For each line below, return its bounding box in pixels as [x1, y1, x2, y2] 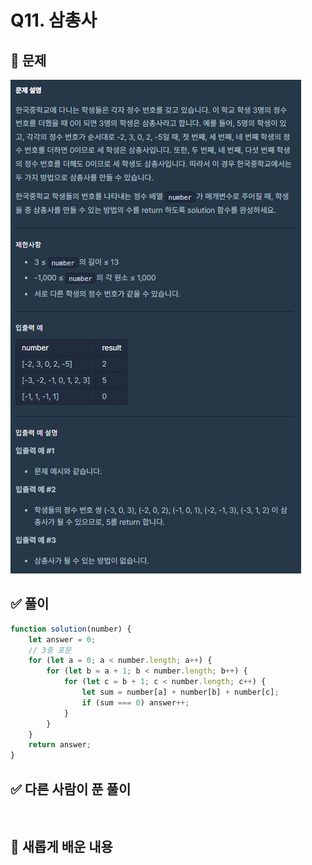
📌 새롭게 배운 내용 [10, 839, 113, 856]
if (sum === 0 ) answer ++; [81, 697, 190, 708]
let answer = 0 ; [28, 634, 97, 645]
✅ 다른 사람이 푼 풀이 [10, 781, 132, 798]
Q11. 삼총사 [10, 9, 98, 32]
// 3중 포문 [28, 645, 72, 655]
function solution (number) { [10, 624, 132, 634]
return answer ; [28, 740, 92, 750]
